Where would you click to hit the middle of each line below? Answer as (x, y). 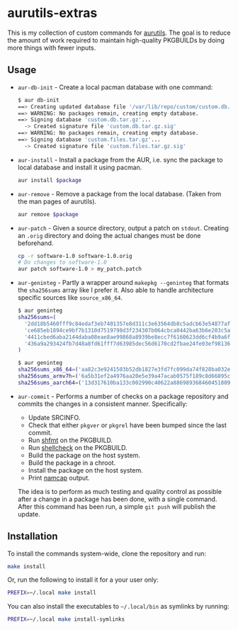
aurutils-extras (52, 13)
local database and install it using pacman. (80, 167)
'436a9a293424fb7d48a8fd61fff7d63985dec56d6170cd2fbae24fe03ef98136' (129, 344)
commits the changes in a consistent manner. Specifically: (102, 404)
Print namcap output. (59, 478)
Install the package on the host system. (85, 470)
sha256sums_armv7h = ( (48, 376)
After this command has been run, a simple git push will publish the (117, 506)
